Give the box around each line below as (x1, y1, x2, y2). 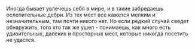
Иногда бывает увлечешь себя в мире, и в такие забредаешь (6, 5, 163, 12)
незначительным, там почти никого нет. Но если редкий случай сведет (6, 18, 190, 24)
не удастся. (6, 37, 36, 43)
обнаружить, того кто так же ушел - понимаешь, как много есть (6, 24, 171, 31)
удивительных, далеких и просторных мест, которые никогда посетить (6, 30, 188, 37)
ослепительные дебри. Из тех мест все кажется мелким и (6, 11, 156, 18)
